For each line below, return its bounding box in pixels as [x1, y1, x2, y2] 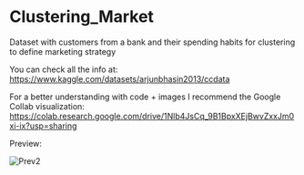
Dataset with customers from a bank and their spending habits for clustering [9, 36, 296, 47]
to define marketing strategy [9, 46, 117, 57]
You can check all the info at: [9, 64, 118, 75]
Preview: [9, 138, 43, 149]
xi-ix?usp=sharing [9, 120, 77, 131]
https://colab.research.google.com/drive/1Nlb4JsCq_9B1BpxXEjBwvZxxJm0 [9, 110, 295, 121]
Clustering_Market [9, 6, 155, 27]
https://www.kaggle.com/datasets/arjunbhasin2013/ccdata [9, 73, 230, 84]
